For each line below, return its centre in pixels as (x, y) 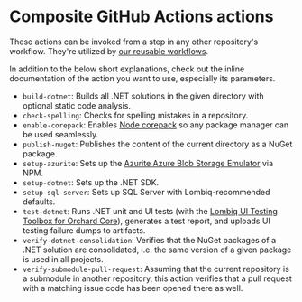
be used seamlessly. (60, 134)
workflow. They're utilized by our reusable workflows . (109, 51)
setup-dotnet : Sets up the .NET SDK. (91, 182)
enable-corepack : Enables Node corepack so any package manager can (156, 125)
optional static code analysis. (76, 105)
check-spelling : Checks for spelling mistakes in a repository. (135, 115)
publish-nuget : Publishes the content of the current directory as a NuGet (157, 144)
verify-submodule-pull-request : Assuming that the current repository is (156, 269)
